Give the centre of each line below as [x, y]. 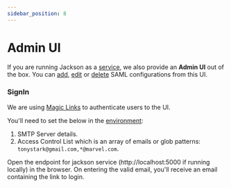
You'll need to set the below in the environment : [75, 120]
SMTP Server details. [48, 134]
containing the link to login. [46, 176]
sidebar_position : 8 [37, 13]
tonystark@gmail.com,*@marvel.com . [68, 149]
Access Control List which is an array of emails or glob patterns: [109, 141]
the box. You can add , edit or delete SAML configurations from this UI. [108, 74]
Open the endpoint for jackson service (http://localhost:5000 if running [109, 162]
